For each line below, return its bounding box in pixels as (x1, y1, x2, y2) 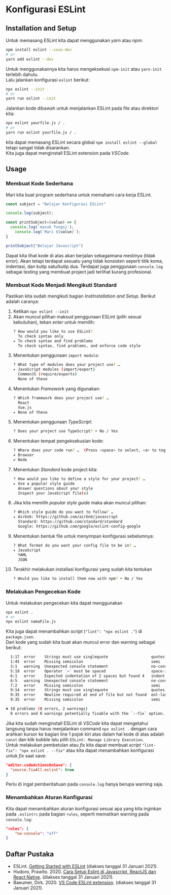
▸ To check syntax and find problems (13, 338, 93, 343)
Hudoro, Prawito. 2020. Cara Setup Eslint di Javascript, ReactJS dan (13, 869, 156, 875)
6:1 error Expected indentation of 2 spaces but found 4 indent (10, 673, 165, 679)
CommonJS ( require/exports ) (18, 372, 78, 377)
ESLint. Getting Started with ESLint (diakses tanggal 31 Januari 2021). (13, 863, 158, 870)
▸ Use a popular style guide (13, 481, 75, 486)
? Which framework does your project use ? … (13, 395, 109, 400)
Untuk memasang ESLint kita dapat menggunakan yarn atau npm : (6, 37, 144, 43)
